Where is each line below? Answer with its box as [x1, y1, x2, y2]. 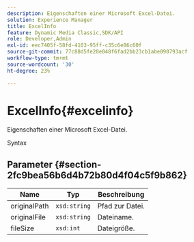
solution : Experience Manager [7, 16, 94, 23]
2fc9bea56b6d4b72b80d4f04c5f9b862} [7, 169, 188, 181]
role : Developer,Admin [7, 36, 72, 43]
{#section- [54, 158, 102, 170]
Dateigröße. [97, 223, 135, 233]
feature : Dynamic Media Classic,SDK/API [7, 29, 124, 36]
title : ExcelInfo [7, 23, 57, 29]
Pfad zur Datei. [97, 202, 145, 211]
